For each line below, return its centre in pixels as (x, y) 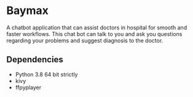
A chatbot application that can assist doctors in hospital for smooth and (97, 27)
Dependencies (35, 59)
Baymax (28, 11)
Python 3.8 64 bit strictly (46, 74)
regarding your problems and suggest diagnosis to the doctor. (85, 40)
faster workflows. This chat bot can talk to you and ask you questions (94, 34)
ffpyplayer (28, 87)
